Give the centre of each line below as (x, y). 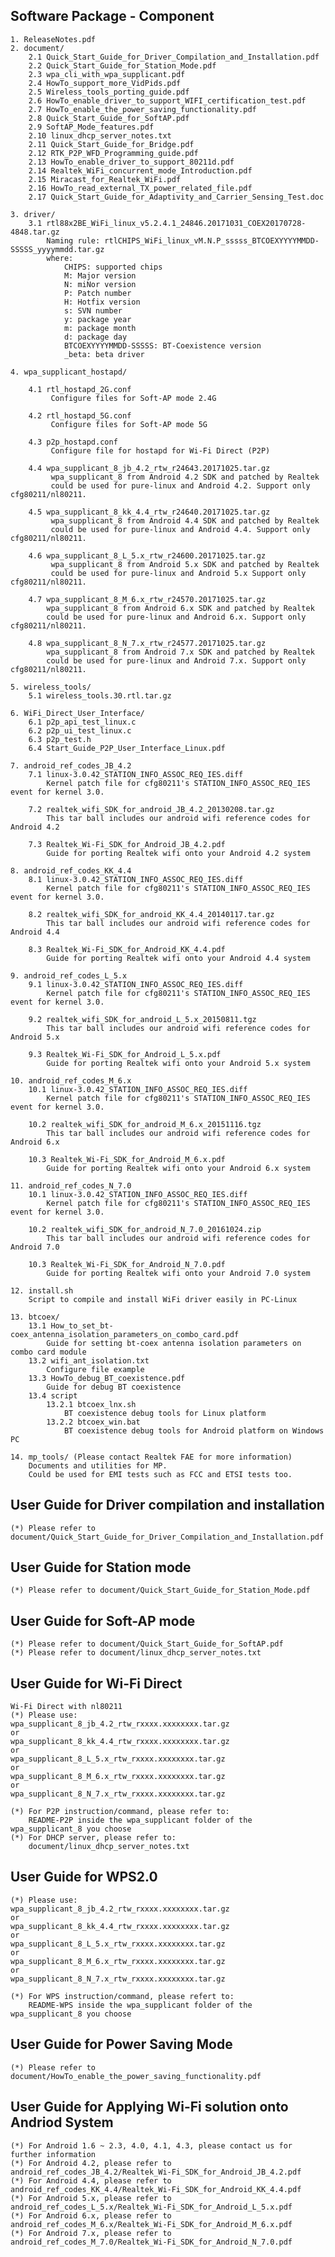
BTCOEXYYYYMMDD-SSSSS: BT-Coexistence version (162, 345)
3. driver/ (33, 214)
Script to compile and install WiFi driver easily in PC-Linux (163, 1299)
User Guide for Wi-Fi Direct (96, 1683)
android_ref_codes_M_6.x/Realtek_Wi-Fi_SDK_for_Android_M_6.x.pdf (151, 2224)
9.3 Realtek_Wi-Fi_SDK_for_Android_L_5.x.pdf (125, 1054)
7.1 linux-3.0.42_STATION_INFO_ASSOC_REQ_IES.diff (136, 774)
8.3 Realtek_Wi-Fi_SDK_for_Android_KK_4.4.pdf (127, 949)
